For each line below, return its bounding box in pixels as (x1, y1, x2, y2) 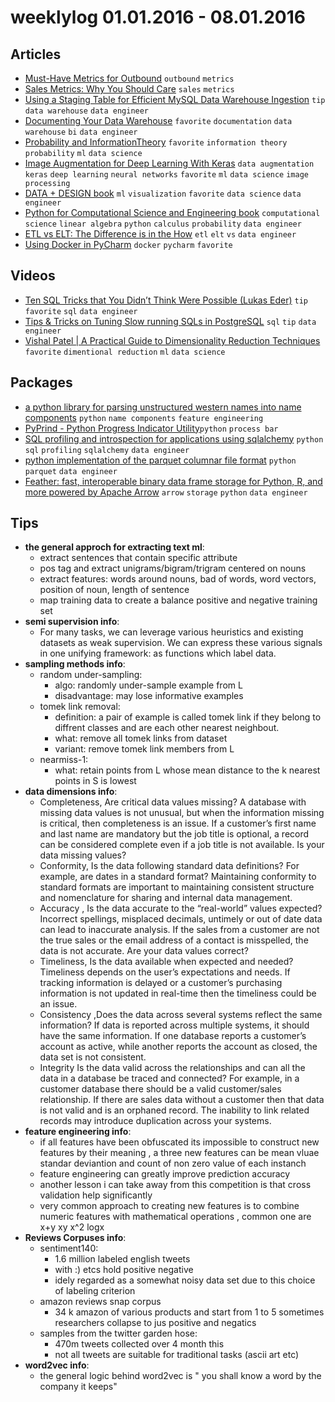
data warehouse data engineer (24, 106, 150, 116)
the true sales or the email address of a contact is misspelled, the (39, 934, 309, 946)
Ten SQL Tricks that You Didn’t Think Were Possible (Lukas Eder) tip (24, 294, 309, 306)
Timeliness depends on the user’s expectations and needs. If (39, 966, 291, 978)
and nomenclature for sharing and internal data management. (39, 892, 293, 904)
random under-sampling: (39, 669, 143, 681)
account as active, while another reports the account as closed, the (39, 1041, 318, 1053)
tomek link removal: (39, 701, 121, 713)
